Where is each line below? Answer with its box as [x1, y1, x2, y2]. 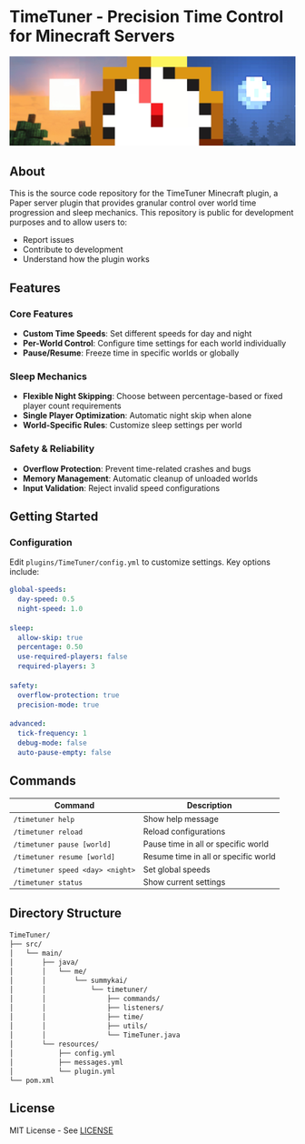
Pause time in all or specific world [143, 838, 270, 849]
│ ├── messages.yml [9, 1058, 124, 1068]
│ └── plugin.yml [9, 1067, 116, 1077]
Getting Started [9, 508, 99, 524]
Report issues [22, 235, 74, 246]
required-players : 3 [17, 662, 95, 671]
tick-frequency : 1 [17, 729, 88, 738]
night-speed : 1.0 [17, 604, 84, 613]
